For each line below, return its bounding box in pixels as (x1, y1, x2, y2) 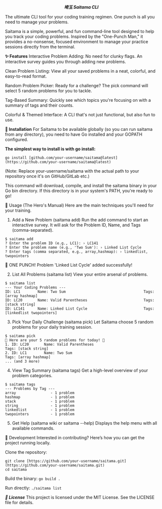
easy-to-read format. (5, 73, 47, 79)
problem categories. (12, 373, 53, 378)
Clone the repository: (5, 449, 47, 455)
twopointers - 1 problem (5, 412, 75, 416)
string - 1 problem (5, 403, 75, 408)
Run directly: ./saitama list (5, 485, 62, 491)
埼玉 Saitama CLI (63, 4, 99, 10)
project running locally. (5, 440, 51, 445)
